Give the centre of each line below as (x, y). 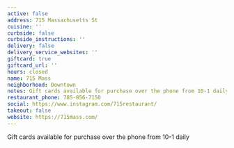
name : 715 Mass (29, 78)
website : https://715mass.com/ (53, 117)
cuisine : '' (24, 26)
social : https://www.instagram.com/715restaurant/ (82, 104)
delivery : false (31, 46)
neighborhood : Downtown (42, 85)
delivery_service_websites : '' (53, 53)
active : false (28, 14)
